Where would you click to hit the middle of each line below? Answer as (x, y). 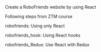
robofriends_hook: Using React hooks (43, 35)
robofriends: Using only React (35, 26)
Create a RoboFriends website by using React (50, 7)
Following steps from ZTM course (39, 16)
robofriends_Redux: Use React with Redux (47, 45)
